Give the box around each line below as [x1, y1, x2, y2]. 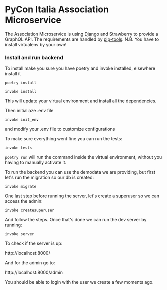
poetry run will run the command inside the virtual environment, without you [5, 154, 162, 160]
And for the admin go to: [5, 260, 55, 266]
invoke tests [5, 145, 32, 151]
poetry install [5, 80, 37, 86]
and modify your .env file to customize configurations [5, 126, 115, 132]
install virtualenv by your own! [5, 41, 67, 47]
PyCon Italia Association [5, 4, 109, 15]
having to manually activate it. [5, 159, 66, 166]
